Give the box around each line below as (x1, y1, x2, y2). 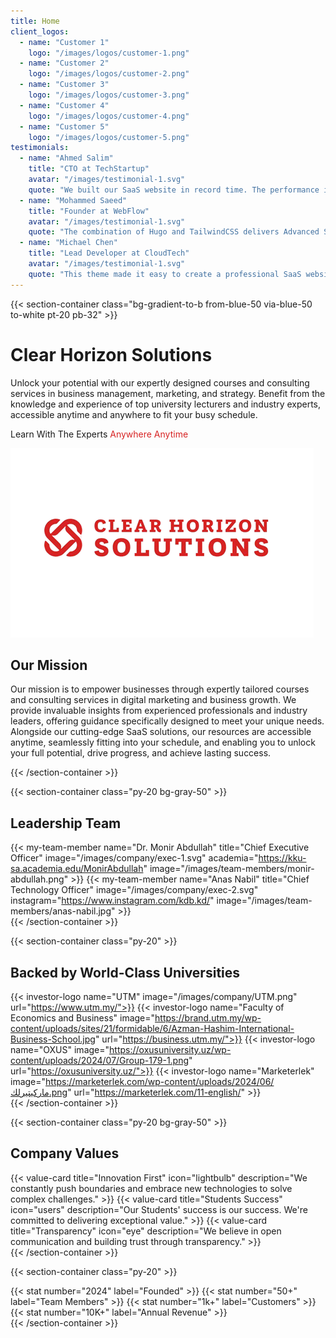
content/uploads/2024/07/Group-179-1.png (10, 1055, 190, 1066)
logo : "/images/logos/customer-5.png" (28, 132, 190, 142)
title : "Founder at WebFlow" (28, 206, 150, 216)
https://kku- (258, 852, 307, 864)
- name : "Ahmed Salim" (19, 153, 114, 164)
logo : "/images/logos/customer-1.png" (28, 48, 190, 58)
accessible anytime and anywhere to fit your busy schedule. (10, 408, 258, 420)
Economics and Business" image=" (10, 1012, 156, 1024)
